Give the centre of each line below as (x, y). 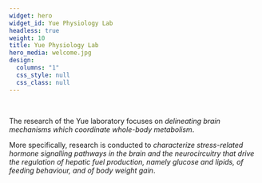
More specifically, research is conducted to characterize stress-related (126, 145)
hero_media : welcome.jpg (50, 53)
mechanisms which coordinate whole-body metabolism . (102, 129)
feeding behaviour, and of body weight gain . (82, 170)
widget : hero (31, 16)
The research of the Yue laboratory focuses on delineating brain (115, 121)
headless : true (34, 30)
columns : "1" (38, 68)
